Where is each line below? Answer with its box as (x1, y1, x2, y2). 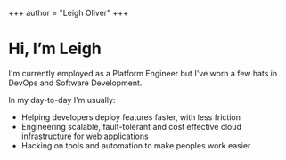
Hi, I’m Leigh (8, 39, 102, 59)
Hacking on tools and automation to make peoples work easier (20, 140, 251, 150)
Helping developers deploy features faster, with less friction (20, 111, 241, 123)
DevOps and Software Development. (8, 77, 143, 88)
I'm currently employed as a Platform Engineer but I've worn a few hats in (8, 68, 278, 78)
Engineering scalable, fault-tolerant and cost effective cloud (20, 121, 242, 132)
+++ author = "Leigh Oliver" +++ (8, 8, 129, 18)
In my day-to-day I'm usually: (8, 94, 116, 105)
